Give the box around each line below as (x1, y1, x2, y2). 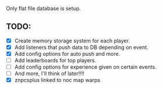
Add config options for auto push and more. (14, 50, 120, 57)
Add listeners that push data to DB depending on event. (14, 44, 149, 51)
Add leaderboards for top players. (14, 57, 96, 63)
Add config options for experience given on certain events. (14, 63, 157, 70)
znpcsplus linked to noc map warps (14, 77, 101, 84)
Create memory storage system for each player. (14, 37, 130, 44)
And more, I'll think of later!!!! (14, 70, 85, 77)
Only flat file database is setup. (6, 5, 81, 12)
